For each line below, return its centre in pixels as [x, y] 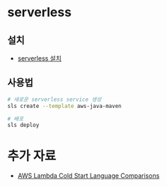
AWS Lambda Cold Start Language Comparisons [88, 176]
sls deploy [23, 125]
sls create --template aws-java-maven [64, 106]
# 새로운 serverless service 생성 [54, 99]
